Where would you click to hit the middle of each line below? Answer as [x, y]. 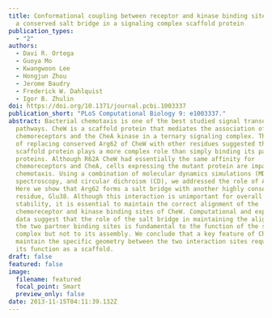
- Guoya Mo [34, 61]
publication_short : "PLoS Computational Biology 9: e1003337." [117, 114]
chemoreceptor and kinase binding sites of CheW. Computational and [134, 211]
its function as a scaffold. [65, 249]
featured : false [36, 264]
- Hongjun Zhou [41, 76]
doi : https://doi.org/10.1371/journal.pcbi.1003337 [97, 106]
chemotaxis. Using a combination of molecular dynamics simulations [134, 174]
